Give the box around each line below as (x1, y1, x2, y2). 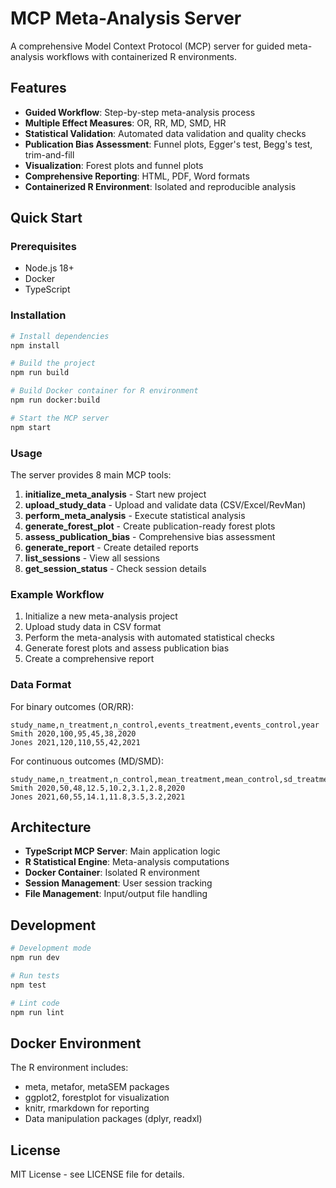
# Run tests (10, 971, 60, 981)
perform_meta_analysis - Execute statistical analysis (24, 510, 246, 522)
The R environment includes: (10, 1062, 129, 1074)
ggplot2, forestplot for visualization (24, 1092, 170, 1104)
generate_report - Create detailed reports (24, 542, 199, 554)
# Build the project (10, 358, 97, 369)
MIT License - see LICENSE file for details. (10, 1168, 185, 1181)
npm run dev (10, 953, 60, 963)
